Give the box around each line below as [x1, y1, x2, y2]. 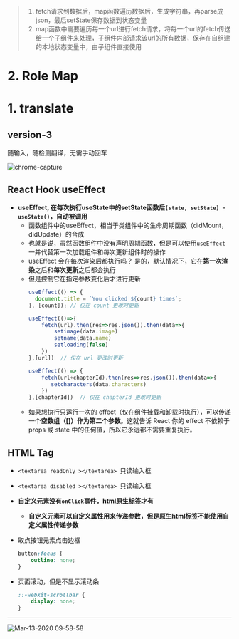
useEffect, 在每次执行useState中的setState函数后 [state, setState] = [17, 203, 226, 212]
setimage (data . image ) [53, 328, 119, 336]
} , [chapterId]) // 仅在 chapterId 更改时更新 [28, 394, 161, 401]
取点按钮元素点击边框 [17, 536, 80, 544]
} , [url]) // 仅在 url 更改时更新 [28, 354, 123, 362]
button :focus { [17, 550, 63, 557]
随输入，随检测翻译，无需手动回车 [7, 149, 107, 157]
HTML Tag [7, 447, 55, 459]
